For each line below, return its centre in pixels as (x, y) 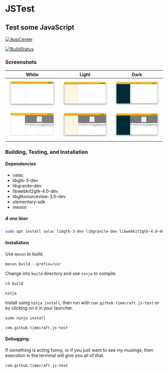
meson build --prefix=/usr (33, 264)
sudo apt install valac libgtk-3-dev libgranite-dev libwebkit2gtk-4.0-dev (86, 231)
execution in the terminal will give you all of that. (55, 355)
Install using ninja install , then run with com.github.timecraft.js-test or (82, 303)
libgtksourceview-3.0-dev (39, 196)
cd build (14, 284)
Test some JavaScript (40, 27)
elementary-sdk (29, 202)
